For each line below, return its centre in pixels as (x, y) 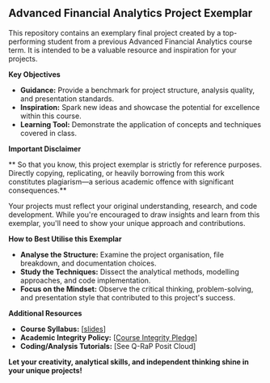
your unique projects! (45, 370)
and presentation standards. (67, 98)
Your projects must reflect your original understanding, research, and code (133, 206)
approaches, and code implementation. (85, 280)
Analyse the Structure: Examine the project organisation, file (122, 254)
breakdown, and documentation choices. (88, 263)
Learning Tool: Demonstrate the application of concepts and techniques (140, 124)
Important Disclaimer (45, 148)
